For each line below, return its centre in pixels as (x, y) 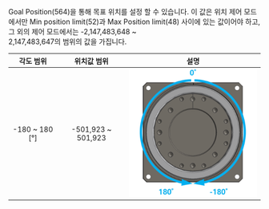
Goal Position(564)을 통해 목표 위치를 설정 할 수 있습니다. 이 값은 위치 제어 (125, 12)
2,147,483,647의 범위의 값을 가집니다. (68, 41)
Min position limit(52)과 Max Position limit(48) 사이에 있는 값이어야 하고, (145, 22)
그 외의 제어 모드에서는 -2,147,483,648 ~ (73, 32)
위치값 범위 (91, 61)
